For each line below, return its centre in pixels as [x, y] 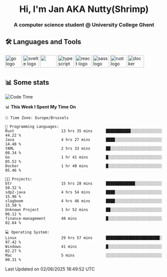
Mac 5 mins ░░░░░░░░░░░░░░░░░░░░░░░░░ [84, 255]
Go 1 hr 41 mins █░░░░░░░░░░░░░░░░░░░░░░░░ [84, 157]
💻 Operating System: [27, 232]
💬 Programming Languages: [32, 127]
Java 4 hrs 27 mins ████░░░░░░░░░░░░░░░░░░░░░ [84, 140]
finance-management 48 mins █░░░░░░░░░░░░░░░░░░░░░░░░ [84, 218]
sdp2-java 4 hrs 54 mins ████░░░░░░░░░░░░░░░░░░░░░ [84, 192]
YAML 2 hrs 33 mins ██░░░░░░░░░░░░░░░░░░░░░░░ [84, 148]
